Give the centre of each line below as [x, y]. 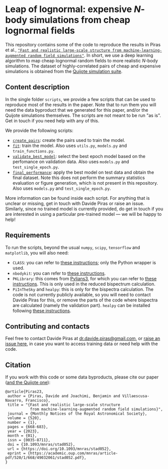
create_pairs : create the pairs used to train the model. [69, 140]
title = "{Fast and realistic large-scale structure [64, 405]
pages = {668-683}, [28, 427]
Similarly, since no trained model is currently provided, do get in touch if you [84, 209]
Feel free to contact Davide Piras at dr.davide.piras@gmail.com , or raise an [83, 339]
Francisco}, [38, 401]
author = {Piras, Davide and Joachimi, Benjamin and [64, 396]
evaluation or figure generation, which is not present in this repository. [85, 183]
